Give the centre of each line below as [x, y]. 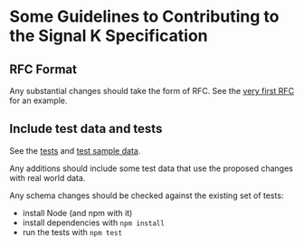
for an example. [38, 100]
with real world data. [47, 177]
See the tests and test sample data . [75, 150]
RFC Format [43, 69]
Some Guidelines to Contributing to [144, 17]
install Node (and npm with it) [77, 213]
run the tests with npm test [72, 232]
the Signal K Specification [109, 36]
